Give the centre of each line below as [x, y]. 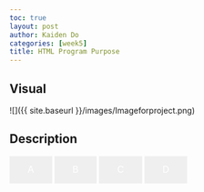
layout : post [34, 26]
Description [43, 139]
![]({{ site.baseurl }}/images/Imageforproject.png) [102, 110]
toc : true [28, 18]
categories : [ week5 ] [49, 43]
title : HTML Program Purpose [65, 52]
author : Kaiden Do [44, 35]
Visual [28, 89]
